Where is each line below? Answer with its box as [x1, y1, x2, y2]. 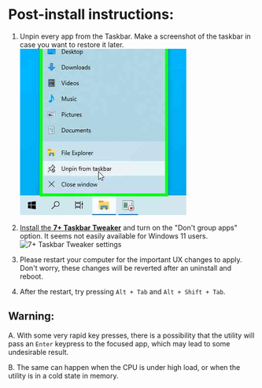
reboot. [19, 272, 43, 281]
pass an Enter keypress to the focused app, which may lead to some [8, 338, 231, 348]
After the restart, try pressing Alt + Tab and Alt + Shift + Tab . [19, 286, 226, 296]
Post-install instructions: [8, 6, 175, 24]
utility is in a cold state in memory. [8, 371, 119, 380]
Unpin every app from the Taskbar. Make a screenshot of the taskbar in [19, 31, 252, 41]
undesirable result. [8, 347, 69, 357]
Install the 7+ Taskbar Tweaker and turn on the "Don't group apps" [19, 223, 238, 232]
